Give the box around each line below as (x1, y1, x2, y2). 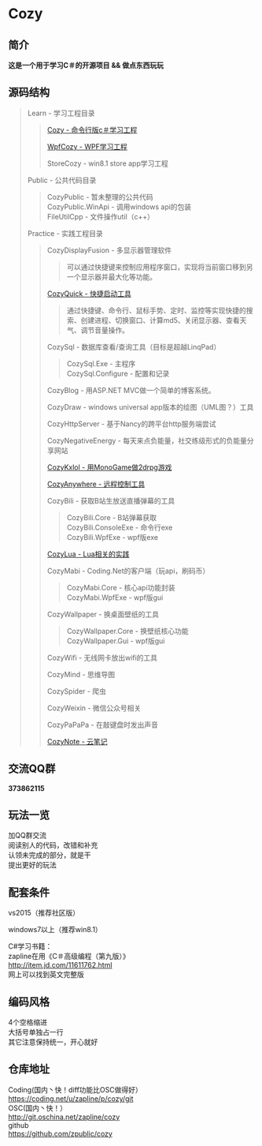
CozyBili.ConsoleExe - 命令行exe (66, 522, 173, 532)
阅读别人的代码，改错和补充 (8, 841, 98, 850)
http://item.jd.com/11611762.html (8, 961, 113, 970)
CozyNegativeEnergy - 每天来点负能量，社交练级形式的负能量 (46, 436, 248, 445)
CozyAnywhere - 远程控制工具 (46, 479, 146, 489)
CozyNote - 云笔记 (46, 736, 108, 746)
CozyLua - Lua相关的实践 (46, 549, 130, 559)
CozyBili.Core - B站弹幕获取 (66, 512, 157, 522)
